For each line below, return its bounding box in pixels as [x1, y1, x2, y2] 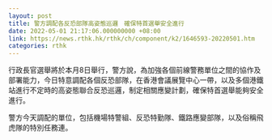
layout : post [8, 11, 53, 20]
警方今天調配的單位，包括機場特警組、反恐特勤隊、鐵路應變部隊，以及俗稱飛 [8, 112, 264, 122]
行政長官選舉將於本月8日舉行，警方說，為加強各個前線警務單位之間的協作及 [8, 66, 261, 75]
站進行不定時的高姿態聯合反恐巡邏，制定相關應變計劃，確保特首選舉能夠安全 [8, 86, 264, 95]
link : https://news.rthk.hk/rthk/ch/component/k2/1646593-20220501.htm [8, 34, 255, 43]
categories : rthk [8, 42, 67, 50]
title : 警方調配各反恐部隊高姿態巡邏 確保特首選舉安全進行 [8, 19, 185, 28]
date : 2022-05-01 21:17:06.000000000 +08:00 [8, 27, 161, 35]
